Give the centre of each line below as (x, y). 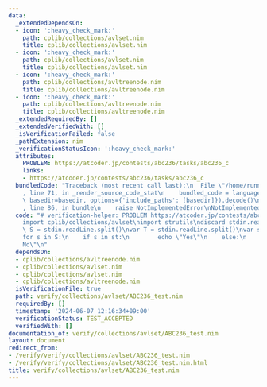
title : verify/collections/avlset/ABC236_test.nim (94, 370)
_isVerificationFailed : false (65, 134)
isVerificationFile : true (58, 289)
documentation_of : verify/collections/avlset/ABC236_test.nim (113, 333)
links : (33, 171)
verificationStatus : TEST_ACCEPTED (74, 319)
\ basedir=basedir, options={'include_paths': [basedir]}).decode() (138, 200)
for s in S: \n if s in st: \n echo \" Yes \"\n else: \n (135, 238)
